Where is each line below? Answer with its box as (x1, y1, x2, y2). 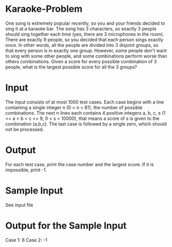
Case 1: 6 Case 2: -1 (5, 237, 48, 243)
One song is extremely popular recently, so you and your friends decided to (5, 20, 165, 26)
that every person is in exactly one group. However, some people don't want (5, 47, 167, 54)
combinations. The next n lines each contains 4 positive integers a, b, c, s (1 (5, 110, 166, 116)
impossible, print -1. (5, 167, 47, 173)
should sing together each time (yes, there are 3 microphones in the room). (5, 31, 164, 37)
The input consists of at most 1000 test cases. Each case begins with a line (5, 99, 164, 105)
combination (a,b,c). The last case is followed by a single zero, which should (5, 120, 167, 127)
